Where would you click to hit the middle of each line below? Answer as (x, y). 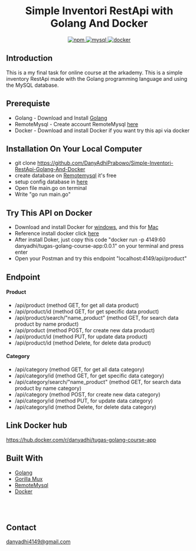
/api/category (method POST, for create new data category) (87, 394)
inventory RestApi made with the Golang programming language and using (97, 78)
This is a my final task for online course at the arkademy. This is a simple (94, 73)
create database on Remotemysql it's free (66, 176)
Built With (24, 458)
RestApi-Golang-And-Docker (50, 169)
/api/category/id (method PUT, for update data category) (84, 401)
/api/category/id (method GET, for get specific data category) (89, 375)
